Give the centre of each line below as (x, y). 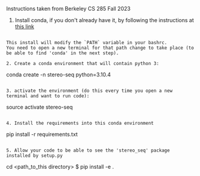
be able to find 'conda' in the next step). (63, 53)
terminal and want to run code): (48, 96)
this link (25, 27)
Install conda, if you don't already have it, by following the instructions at (104, 20)
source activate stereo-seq (40, 107)
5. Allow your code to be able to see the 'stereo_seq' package (88, 150)
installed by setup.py (34, 156)
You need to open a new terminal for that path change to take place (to (100, 48)
